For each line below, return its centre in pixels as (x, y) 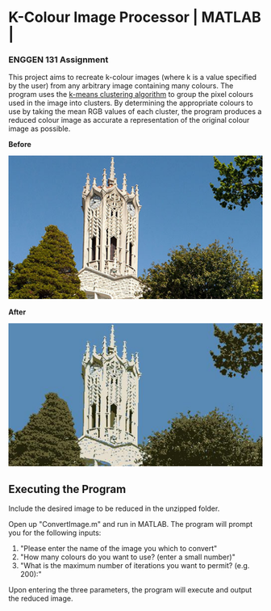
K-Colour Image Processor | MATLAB (135, 17)
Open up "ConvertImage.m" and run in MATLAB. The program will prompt (131, 525)
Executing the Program (67, 489)
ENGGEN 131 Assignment (58, 60)
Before (20, 145)
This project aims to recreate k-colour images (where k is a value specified (132, 78)
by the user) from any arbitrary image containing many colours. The (121, 86)
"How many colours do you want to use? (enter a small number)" (127, 557)
